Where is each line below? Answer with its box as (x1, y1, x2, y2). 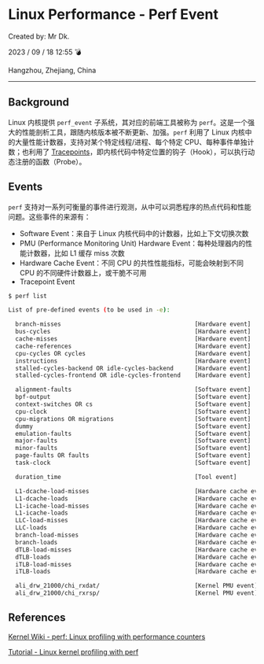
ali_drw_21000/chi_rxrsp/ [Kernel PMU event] (15, 589, 258, 597)
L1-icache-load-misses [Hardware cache (15, 502, 247, 510)
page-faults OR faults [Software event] (15, 452, 251, 459)
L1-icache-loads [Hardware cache (15, 509, 247, 517)
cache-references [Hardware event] (15, 342, 251, 350)
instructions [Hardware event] (15, 356, 251, 365)
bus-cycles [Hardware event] (15, 328, 251, 336)
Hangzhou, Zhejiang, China (8, 65, 97, 75)
